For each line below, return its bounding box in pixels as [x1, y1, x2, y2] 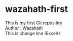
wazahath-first [5, 3, 68, 15]
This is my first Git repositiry [5, 20, 63, 26]
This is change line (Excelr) [5, 30, 60, 36]
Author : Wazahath [5, 25, 43, 31]
